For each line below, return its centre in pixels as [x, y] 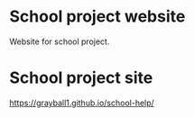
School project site [81, 78]
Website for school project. [60, 41]
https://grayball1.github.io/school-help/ [82, 103]
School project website [97, 17]
